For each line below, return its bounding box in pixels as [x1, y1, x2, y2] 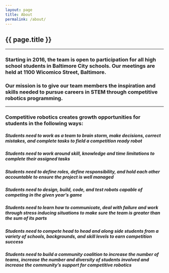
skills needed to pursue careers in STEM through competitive [5, 88, 158, 96]
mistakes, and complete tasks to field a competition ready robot [5, 138, 142, 144]
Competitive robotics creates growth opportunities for [5, 114, 141, 121]
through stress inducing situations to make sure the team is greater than [5, 210, 160, 216]
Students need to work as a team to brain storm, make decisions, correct [5, 132, 161, 138]
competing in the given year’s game [5, 192, 82, 198]
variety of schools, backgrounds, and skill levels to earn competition [5, 233, 152, 239]
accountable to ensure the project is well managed [5, 174, 114, 180]
